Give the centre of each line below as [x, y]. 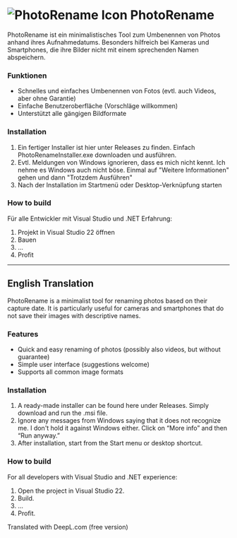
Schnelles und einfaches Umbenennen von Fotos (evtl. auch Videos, [117, 91]
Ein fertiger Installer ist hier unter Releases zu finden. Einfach [106, 147]
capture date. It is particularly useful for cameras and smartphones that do [116, 308]
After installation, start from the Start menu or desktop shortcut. [110, 443]
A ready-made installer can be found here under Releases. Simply [113, 406]
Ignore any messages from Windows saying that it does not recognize [119, 421]
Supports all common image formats [70, 372]
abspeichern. [26, 57]
